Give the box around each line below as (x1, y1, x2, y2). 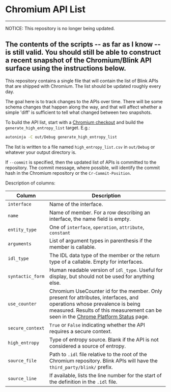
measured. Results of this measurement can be (49, 307, 162, 314)
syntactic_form (8, 273, 45, 279)
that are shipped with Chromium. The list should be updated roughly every (5, 83, 161, 89)
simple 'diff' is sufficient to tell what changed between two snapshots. (5, 109, 152, 116)
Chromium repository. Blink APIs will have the (49, 357, 158, 364)
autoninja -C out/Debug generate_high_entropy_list (5, 134, 117, 140)
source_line (8, 376, 37, 381)
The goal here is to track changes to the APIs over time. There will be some (5, 98, 163, 104)
